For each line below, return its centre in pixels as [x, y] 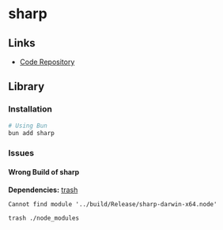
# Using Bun [28, 126]
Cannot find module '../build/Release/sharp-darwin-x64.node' [113, 204]
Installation [30, 109]
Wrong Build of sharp [44, 172]
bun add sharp [32, 133]
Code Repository [47, 62]
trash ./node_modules [44, 218]
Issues [21, 153]
